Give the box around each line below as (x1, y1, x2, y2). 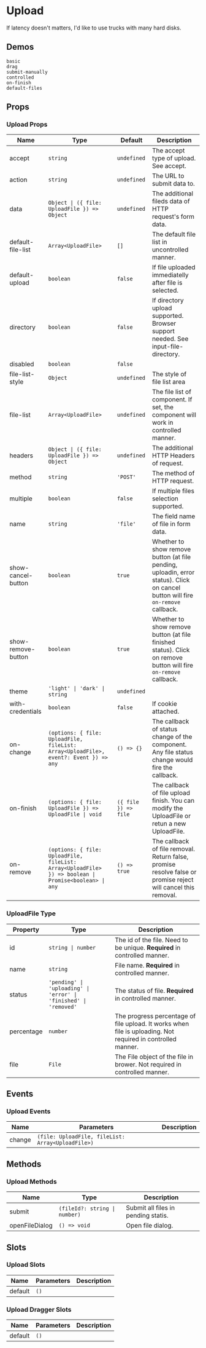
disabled (9, 360, 34, 369)
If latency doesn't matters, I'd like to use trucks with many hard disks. (6, 24, 181, 31)
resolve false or (152, 868, 197, 877)
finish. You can (152, 797, 195, 805)
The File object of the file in (114, 1052, 194, 1061)
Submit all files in (126, 1204, 175, 1212)
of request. (152, 459, 184, 468)
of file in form (152, 520, 191, 529)
